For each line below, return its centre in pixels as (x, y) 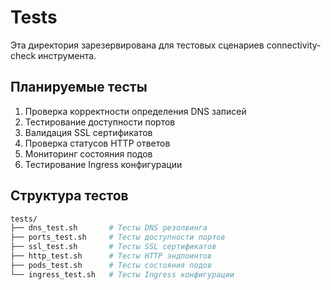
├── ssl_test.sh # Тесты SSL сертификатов (113, 247)
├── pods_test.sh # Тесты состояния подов (111, 265)
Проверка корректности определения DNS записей (135, 111)
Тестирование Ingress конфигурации (103, 164)
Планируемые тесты (79, 87)
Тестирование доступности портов (100, 122)
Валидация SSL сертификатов (88, 132)
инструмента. (67, 55)
